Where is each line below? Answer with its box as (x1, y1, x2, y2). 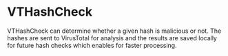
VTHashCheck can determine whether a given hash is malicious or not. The (7, 27, 222, 35)
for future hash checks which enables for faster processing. (7, 41, 177, 49)
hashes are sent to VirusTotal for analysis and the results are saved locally (7, 33, 217, 42)
